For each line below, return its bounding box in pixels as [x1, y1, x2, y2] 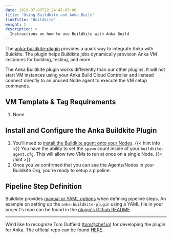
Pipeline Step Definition [5, 182, 82, 191]
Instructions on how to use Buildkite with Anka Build [10, 31, 130, 36]
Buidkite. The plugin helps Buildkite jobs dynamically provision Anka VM [5, 51, 157, 57]
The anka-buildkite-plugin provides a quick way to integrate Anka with [5, 46, 154, 51]
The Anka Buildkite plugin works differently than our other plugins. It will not [5, 66, 165, 72]
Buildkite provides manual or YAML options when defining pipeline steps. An [5, 196, 166, 202]
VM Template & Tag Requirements [5, 98, 116, 106]
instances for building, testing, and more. [5, 57, 92, 62]
